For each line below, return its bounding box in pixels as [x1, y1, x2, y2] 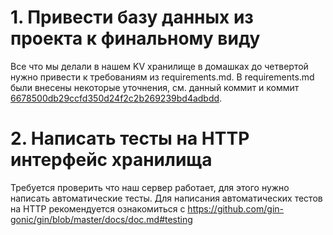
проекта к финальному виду [10, 27, 261, 50]
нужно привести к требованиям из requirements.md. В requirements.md [10, 71, 315, 83]
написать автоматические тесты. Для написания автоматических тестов [10, 192, 323, 204]
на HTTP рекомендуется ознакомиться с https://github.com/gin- [10, 202, 284, 215]
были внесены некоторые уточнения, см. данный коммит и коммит [10, 81, 300, 93]
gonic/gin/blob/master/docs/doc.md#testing [10, 213, 193, 225]
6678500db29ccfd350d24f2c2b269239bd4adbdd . [10, 92, 223, 104]
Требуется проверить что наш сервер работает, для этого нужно [10, 181, 290, 193]
